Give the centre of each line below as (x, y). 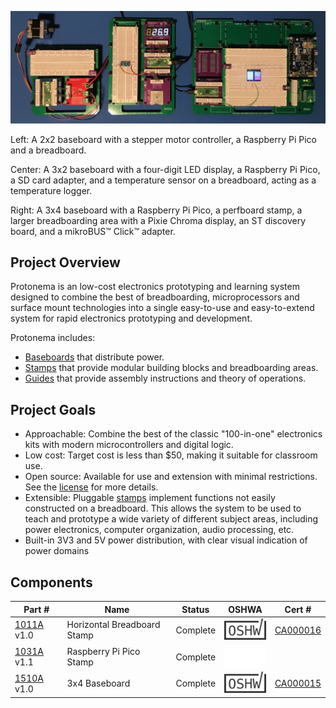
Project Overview (65, 262)
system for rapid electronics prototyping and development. (131, 318)
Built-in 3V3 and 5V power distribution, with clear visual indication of (166, 540)
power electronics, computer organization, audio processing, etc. (159, 530)
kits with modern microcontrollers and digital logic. (129, 445)
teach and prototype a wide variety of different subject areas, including (171, 519)
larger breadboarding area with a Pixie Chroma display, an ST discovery (158, 220)
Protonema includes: (53, 338)
